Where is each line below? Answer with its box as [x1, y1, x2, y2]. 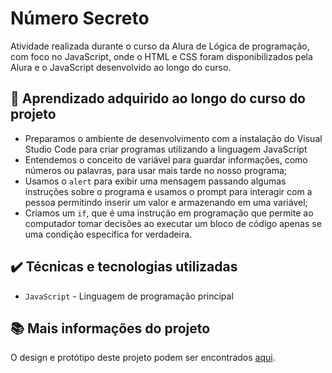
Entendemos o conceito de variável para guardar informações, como [24, 153, 308, 166]
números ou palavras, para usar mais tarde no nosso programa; [24, 164, 288, 176]
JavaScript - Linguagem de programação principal [24, 290, 234, 302]
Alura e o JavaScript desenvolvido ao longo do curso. [10, 61, 232, 73]
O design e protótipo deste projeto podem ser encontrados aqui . [10, 352, 276, 364]
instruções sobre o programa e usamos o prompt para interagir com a [24, 185, 313, 197]
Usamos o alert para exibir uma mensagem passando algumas [24, 175, 287, 187]
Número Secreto [10, 7, 150, 30]
